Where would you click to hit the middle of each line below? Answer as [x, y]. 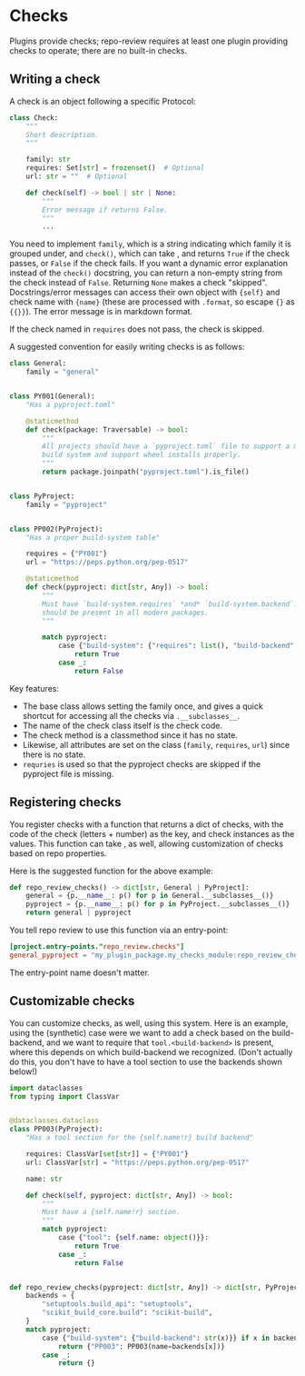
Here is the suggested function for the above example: [111, 871]
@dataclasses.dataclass [54, 1121]
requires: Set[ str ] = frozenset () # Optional [115, 168]
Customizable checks [72, 1001]
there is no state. [54, 754]
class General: [38, 364]
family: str [48, 160]
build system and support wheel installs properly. [142, 455]
